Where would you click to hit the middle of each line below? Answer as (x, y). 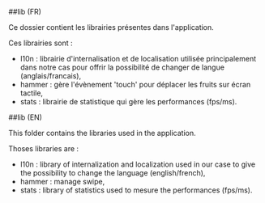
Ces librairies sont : (41, 43)
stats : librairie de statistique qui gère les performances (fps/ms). (128, 101)
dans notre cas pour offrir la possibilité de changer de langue (122, 67)
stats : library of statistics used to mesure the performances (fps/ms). (136, 190)
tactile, (31, 93)
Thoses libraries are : (44, 148)
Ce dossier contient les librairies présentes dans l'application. (111, 27)
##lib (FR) (25, 12)
